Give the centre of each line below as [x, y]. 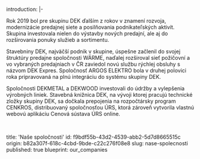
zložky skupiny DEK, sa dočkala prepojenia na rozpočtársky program [91, 101]
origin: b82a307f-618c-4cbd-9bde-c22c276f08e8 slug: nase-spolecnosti [97, 143]
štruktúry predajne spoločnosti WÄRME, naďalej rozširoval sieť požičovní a [98, 58]
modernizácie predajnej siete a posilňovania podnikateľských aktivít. [90, 27]
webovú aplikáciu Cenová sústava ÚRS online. [63, 114]
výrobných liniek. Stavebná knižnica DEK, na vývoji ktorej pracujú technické [99, 95]
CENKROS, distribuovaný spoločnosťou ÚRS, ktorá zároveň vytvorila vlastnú [100, 107]
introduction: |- [25, 9]
